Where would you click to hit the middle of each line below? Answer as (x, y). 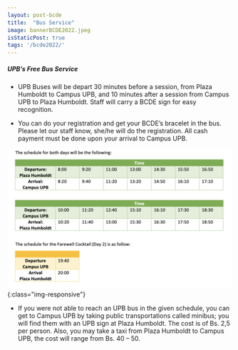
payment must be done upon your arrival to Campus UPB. (102, 138)
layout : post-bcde (35, 15)
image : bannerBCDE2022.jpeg (49, 30)
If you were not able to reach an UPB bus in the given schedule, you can (124, 308)
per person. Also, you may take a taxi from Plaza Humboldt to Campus (121, 331)
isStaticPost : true (36, 38)
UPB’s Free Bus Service (43, 68)
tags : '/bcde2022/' (36, 45)
